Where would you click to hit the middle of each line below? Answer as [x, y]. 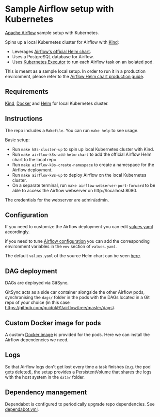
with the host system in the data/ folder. [45, 377]
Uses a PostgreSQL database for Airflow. [53, 56]
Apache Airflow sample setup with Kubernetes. [52, 33]
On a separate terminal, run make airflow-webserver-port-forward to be [84, 185]
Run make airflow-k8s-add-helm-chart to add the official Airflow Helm [82, 154]
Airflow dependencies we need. [37, 340]
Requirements [27, 92]
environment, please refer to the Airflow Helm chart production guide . [75, 76]
